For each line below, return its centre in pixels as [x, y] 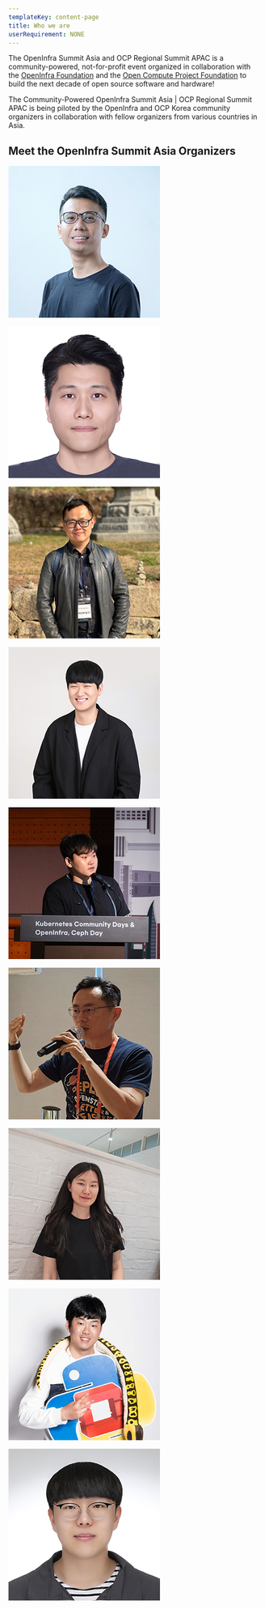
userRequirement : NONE [46, 34]
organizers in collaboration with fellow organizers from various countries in [133, 117]
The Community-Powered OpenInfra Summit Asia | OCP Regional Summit [130, 100]
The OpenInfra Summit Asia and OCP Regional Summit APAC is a [116, 58]
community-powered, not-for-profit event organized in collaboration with [130, 67]
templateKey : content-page [54, 17]
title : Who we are [39, 25]
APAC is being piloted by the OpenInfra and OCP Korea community [119, 108]
